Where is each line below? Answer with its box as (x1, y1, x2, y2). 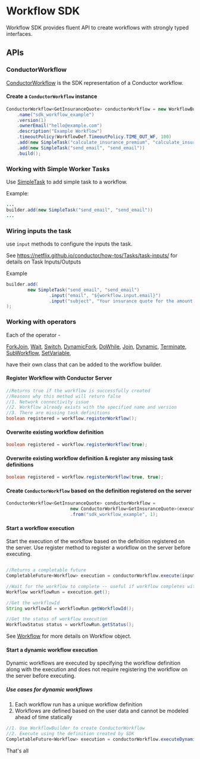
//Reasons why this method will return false (6, 393, 121, 399)
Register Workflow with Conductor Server (6, 375, 112, 382)
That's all (6, 747, 29, 754)
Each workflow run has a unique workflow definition (14, 701, 143, 708)
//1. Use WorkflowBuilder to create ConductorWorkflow (6, 725, 145, 732)
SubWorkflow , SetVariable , (6, 349, 71, 356)
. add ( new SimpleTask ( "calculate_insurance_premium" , (17, 139, 151, 146)
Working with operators (6, 318, 76, 326)
